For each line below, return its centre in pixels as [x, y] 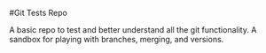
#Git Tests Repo [39, 13]
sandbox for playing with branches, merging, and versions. [117, 39]
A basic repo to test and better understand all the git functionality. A [133, 30]
